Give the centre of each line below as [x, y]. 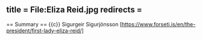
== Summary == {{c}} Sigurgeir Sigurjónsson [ [64, 24]
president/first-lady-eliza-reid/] [45, 30]
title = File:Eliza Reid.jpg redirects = [74, 10]
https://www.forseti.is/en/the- [159, 24]
